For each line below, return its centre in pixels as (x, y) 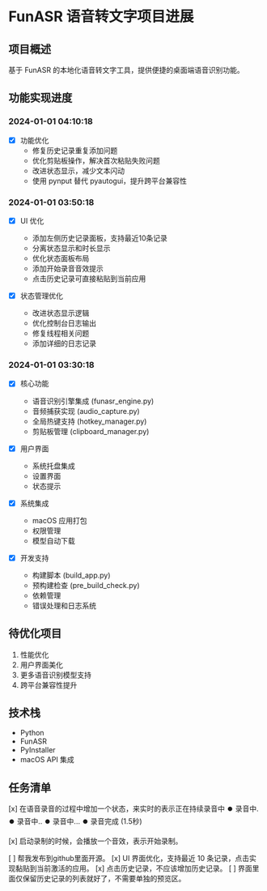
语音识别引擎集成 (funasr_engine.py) (93, 401)
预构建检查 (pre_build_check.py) (86, 585)
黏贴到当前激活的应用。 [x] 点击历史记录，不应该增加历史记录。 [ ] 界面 (133, 868)
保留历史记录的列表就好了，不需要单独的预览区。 (104, 879)
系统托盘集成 (53, 466)
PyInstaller (38, 750)
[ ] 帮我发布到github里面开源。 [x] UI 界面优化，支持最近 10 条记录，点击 (129, 859)
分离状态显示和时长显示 (71, 249)
